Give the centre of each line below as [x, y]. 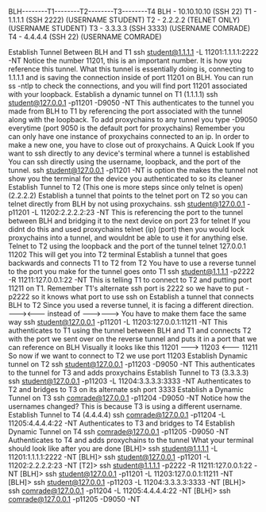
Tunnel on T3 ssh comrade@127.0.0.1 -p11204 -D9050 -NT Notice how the [129, 398]
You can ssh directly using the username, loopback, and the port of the [124, 162]
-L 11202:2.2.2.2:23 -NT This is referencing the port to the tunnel [137, 212]
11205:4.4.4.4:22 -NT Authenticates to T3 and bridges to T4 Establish [122, 423]
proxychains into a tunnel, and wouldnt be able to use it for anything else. [128, 238]
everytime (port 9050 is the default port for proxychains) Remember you [127, 128]
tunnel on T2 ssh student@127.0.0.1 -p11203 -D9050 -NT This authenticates [132, 364]
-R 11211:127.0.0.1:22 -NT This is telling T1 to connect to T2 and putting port [130, 280]
